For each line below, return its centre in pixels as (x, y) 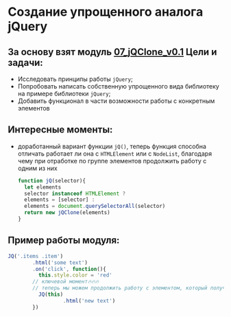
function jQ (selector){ (52, 180)
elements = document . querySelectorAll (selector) (95, 207)
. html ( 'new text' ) (89, 301)
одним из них (37, 168)
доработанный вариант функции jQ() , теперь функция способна (112, 146)
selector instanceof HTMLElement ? (75, 193)
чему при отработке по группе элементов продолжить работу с (112, 161)
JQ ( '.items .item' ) (36, 256)
